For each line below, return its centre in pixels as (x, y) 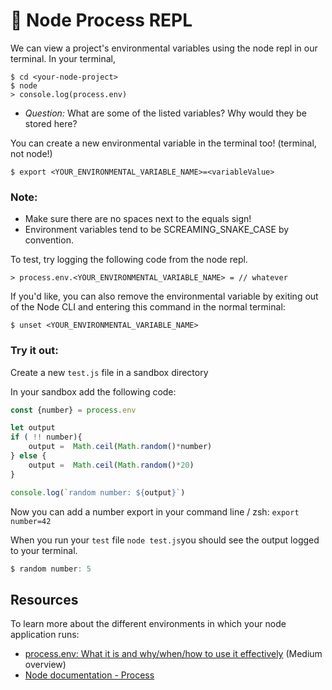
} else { (28, 456)
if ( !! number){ (46, 437)
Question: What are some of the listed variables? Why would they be (165, 113)
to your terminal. (44, 550)
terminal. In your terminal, (63, 58)
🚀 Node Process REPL (101, 20)
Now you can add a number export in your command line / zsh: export (155, 511)
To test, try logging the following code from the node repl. (129, 260)
